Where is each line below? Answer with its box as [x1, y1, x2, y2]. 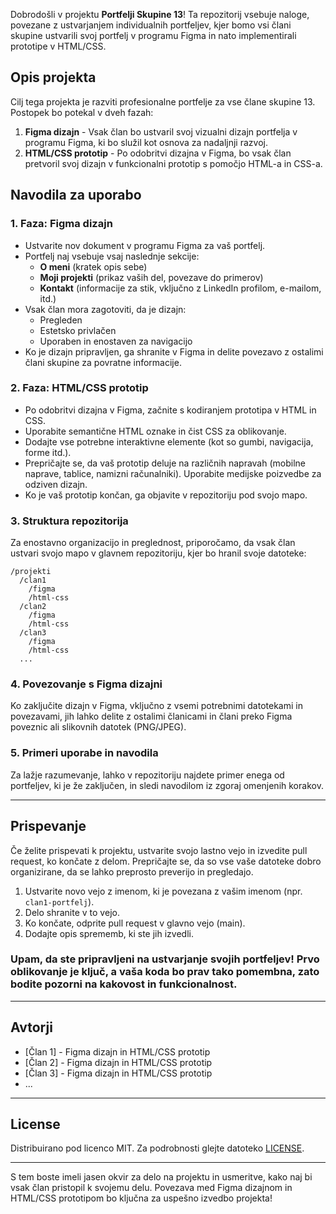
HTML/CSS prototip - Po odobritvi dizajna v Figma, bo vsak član [24, 147, 292, 159]
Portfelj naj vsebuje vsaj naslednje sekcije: [24, 250, 200, 262]
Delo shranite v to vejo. [24, 906, 120, 918]
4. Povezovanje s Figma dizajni [10, 677, 163, 691]
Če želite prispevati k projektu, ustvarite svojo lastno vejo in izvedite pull [10, 844, 308, 856]
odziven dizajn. [24, 478, 88, 490]
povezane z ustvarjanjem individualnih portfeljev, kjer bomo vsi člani [10, 19, 292, 31]
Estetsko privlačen [39, 324, 117, 336]
